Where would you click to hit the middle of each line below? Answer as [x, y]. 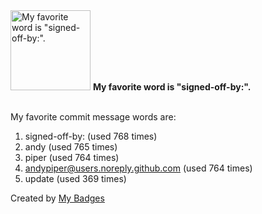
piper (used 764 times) [72, 157]
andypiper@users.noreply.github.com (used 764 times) [138, 168]
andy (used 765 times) [71, 147]
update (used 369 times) [75, 178]
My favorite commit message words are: [93, 117]
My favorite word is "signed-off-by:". [172, 87]
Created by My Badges [57, 198]
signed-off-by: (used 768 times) [91, 136]
